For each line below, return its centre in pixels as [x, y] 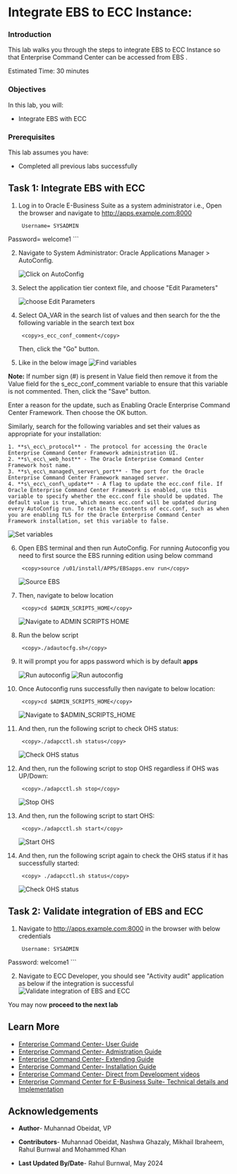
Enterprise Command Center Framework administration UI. [93, 453]
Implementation [41, 1089]
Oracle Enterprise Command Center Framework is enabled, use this [108, 490]
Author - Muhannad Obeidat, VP [65, 1128]
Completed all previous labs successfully [78, 166]
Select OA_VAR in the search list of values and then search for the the [119, 315]
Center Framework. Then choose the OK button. [78, 412]
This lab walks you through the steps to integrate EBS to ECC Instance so [114, 50]
